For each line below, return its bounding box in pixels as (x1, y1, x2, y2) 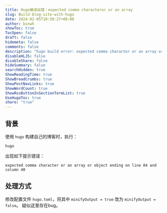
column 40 (5, 167, 26, 172)
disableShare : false (5, 58, 48, 63)
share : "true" (5, 100, 35, 105)
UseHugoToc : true (5, 95, 41, 100)
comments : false (5, 44, 39, 49)
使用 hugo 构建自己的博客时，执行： (5, 133, 78, 139)
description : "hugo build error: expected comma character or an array (5, 49, 157, 54)
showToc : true (5, 26, 35, 31)
